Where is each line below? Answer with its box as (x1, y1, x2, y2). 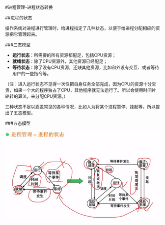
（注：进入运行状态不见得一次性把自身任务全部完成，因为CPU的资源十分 (5, 81, 152, 87)
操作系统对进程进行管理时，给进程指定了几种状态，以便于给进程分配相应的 (5, 25, 156, 31)
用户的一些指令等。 (12, 71, 52, 76)
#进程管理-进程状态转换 (5, 4, 53, 10)
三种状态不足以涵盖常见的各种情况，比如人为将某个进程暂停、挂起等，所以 (5, 104, 156, 110)
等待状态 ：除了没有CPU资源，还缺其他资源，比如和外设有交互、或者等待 (12, 64, 160, 70)
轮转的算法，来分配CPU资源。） (5, 93, 68, 99)
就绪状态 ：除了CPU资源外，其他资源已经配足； (12, 58, 108, 64)
